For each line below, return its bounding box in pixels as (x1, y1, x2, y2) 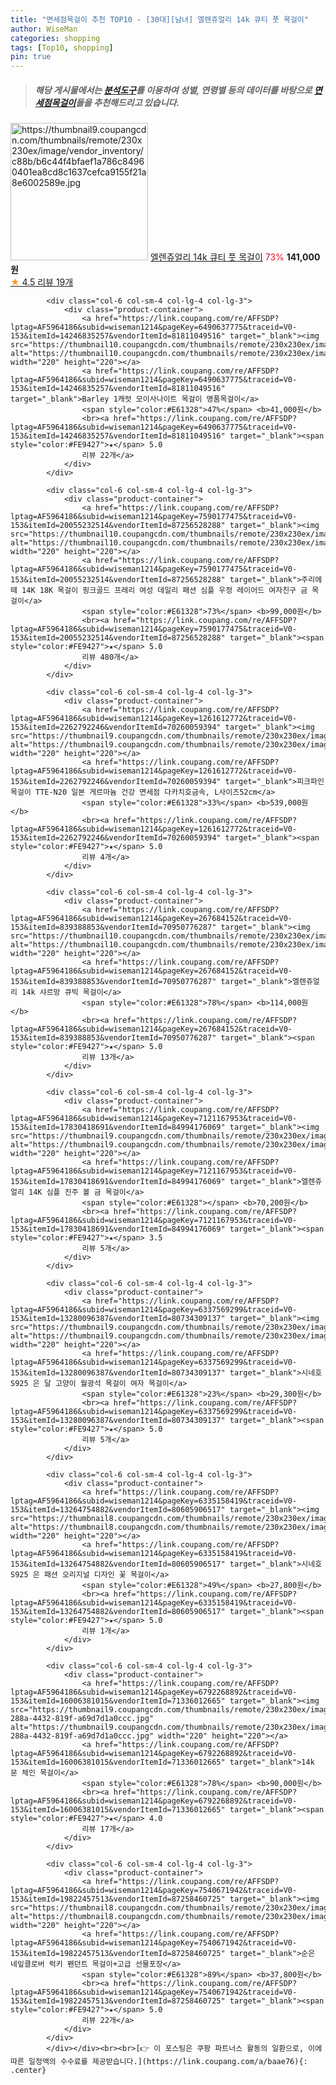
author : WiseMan (10, 24, 78, 34)
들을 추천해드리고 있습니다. (75, 96, 180, 108)
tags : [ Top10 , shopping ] (10, 42, 114, 53)
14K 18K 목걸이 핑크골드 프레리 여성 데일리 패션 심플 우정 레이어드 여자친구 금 (21, 586, 308, 596)
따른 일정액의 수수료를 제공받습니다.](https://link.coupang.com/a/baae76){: (10, 2057, 308, 2067)
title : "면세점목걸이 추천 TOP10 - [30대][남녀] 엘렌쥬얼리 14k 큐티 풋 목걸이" (10, 14, 309, 25)
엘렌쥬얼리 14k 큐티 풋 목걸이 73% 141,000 (149, 251, 321, 263)
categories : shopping (10, 33, 101, 43)
